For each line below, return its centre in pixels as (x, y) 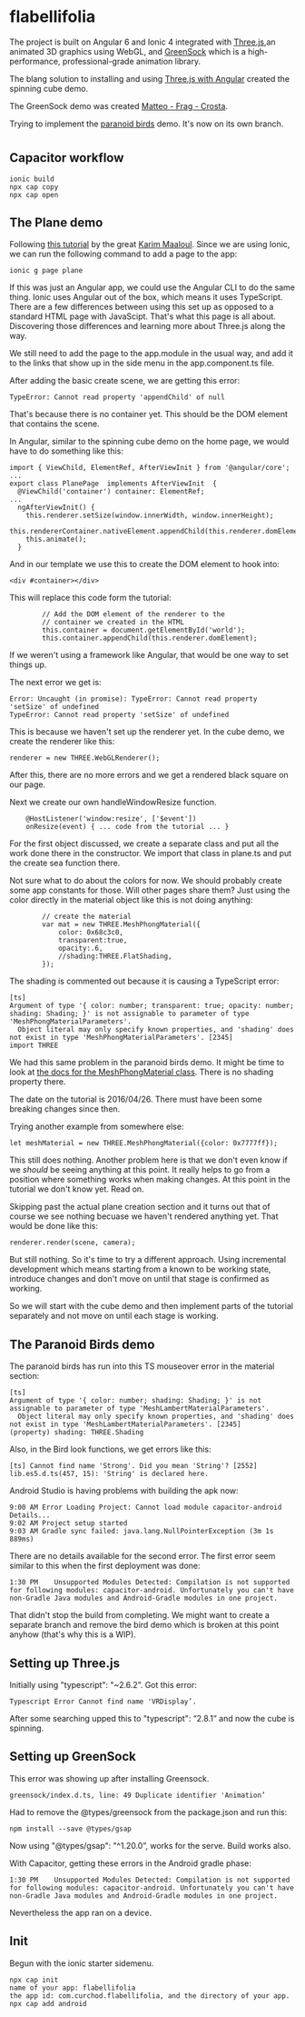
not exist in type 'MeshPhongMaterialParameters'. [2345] (121, 1038)
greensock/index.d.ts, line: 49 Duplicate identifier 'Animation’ (138, 1795)
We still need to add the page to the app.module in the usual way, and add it (151, 354)
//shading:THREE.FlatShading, (115, 956)
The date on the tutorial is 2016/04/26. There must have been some (136, 1099)
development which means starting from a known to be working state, (140, 1269)
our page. (28, 784)
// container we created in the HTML (113, 623)
